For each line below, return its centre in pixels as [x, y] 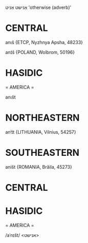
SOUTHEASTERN [42, 153]
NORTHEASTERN [42, 118]
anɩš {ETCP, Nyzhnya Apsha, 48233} [44, 42]
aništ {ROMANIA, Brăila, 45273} [39, 167]
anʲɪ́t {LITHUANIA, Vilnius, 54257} [41, 132]
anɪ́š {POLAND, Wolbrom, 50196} [40, 52]
